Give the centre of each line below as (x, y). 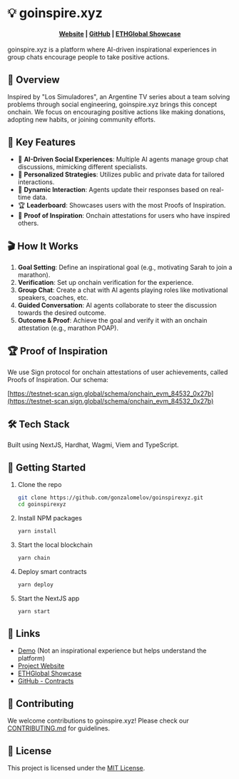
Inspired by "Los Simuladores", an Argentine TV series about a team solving (119, 97)
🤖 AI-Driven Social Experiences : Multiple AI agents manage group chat (123, 159)
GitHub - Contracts (46, 681)
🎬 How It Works (43, 247)
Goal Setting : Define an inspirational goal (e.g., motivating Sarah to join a (125, 267)
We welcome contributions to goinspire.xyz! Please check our (98, 721)
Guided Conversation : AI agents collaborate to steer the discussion (117, 305)
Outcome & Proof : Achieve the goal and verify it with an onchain (112, 320)
